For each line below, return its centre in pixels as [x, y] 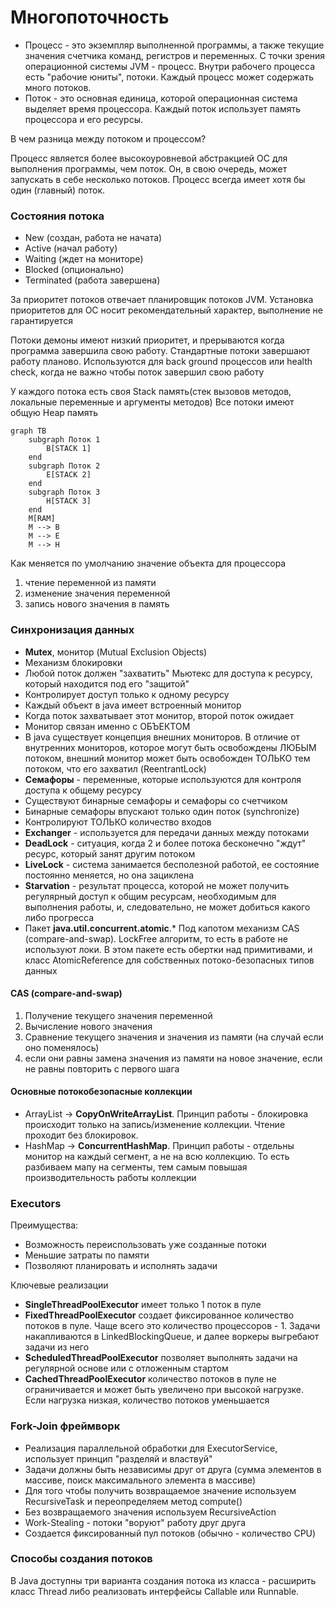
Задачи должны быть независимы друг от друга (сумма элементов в [173, 1469]
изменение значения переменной [97, 593]
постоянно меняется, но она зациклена [109, 875]
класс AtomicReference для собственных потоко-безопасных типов [169, 960]
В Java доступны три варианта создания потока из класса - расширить [163, 1580]
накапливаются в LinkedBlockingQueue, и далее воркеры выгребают [172, 1337]
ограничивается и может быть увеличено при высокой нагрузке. [164, 1390]
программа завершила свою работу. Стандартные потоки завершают [160, 351]
